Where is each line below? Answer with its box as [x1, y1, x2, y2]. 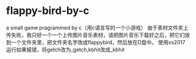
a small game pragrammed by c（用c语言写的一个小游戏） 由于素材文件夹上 [6, 24, 188, 31]
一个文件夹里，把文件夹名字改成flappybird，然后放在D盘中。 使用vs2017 [10, 39, 185, 46]
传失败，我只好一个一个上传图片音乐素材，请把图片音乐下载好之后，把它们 [6, 31, 185, 39]
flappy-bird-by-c [6, 4, 89, 18]
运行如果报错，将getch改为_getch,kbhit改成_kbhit [6, 46, 125, 53]
